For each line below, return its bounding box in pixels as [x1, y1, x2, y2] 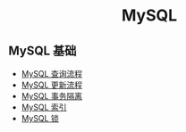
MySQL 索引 [21, 102, 67, 112]
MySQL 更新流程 [21, 79, 82, 90]
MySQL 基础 [8, 43, 77, 58]
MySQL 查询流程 [21, 69, 82, 78]
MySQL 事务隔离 [21, 91, 82, 101]
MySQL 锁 [21, 113, 59, 123]
